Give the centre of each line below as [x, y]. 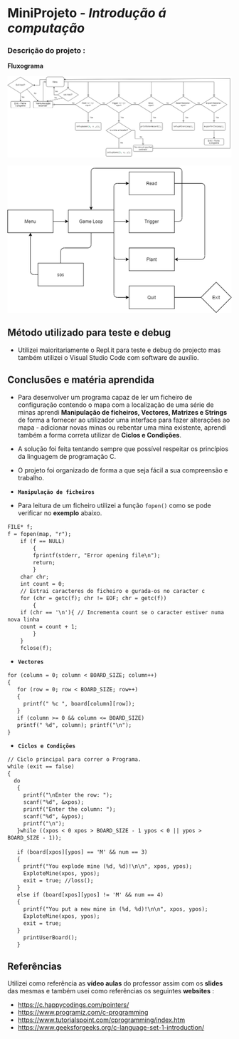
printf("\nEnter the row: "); [68, 795]
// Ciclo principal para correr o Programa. [74, 759]
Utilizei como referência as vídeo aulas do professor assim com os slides [115, 983]
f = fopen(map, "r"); [39, 534]
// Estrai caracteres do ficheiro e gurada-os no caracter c [112, 591]
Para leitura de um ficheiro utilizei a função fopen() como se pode [114, 505]
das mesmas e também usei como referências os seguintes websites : [111, 991]
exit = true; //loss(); [58, 880]
